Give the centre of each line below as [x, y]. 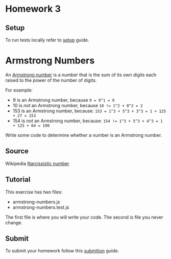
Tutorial [18, 180]
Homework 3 [33, 9]
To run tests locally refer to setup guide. [47, 40]
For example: [19, 90]
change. [14, 222]
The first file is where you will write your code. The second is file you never [84, 217]
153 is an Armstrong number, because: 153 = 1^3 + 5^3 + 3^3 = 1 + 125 [89, 111]
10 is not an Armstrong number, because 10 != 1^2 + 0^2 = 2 [78, 105]
